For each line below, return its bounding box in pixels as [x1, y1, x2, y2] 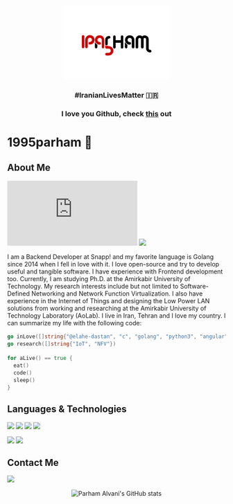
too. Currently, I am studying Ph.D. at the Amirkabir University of [7, 274, 191, 282]
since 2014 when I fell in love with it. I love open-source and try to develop [7, 260, 220, 268]
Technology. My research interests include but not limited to [7, 282, 179, 290]
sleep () [13, 377, 36, 384]
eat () [13, 362, 30, 369]
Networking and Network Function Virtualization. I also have [31, 289, 203, 298]
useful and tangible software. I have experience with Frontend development [7, 267, 223, 276]
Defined [7, 289, 30, 298]
